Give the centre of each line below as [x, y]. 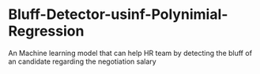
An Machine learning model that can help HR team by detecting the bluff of [130, 53]
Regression [46, 31]
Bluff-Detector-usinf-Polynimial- [118, 15]
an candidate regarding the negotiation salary [82, 61]
